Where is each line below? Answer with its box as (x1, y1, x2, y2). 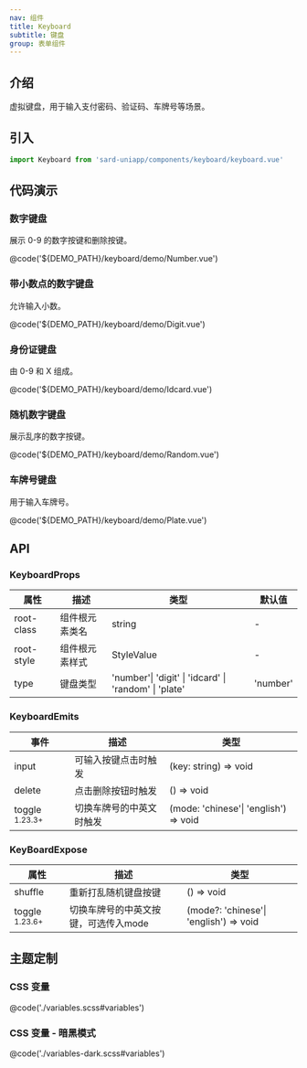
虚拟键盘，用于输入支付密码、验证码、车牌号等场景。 (9, 101, 210, 112)
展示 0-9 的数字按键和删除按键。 (9, 235, 132, 246)
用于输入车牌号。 (9, 496, 74, 507)
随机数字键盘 (9, 408, 67, 421)
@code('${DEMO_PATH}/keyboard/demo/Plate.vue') (9, 514, 207, 526)
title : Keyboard (9, 22, 71, 31)
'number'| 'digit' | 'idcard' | (111, 671, 227, 684)
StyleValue (111, 648, 158, 661)
